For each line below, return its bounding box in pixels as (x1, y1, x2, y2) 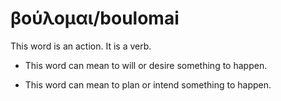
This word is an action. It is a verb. (10, 40, 152, 52)
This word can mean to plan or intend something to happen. (24, 78, 272, 91)
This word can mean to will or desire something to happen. (24, 59, 268, 71)
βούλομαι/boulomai (10, 7, 180, 30)
